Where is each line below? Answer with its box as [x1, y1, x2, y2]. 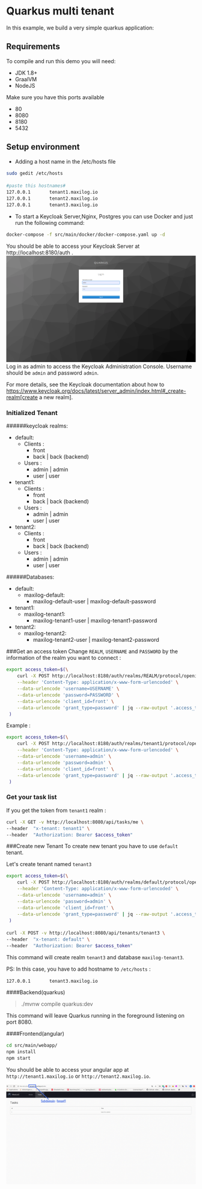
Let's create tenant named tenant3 [6, 861, 92, 868]
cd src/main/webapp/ [6, 1042, 58, 1048]
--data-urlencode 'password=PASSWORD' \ [17, 692, 120, 698]
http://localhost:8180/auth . [6, 248, 73, 256]
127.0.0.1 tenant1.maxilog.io [6, 189, 98, 195]
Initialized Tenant [6, 409, 58, 417]
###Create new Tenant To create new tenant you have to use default [6, 843, 179, 850]
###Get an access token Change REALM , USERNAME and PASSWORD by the [6, 648, 179, 655]
